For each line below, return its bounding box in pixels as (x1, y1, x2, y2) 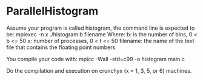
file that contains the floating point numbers (6, 44, 116, 51)
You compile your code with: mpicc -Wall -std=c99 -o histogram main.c (6, 55, 185, 62)
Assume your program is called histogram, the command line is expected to (6, 24, 195, 32)
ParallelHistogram (6, 4, 99, 18)
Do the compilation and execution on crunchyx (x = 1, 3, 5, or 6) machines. (6, 67, 192, 74)
